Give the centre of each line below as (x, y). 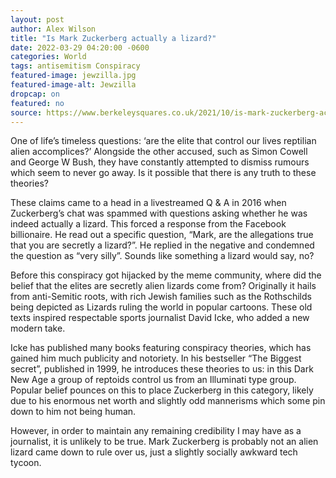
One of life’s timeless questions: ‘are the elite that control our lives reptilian (163, 141)
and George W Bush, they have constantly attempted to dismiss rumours (160, 162)
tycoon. (26, 463)
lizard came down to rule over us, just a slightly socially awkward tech (154, 452)
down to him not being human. (73, 412)
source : (26, 112)
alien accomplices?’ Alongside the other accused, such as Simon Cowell (159, 152)
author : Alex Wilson (53, 29)
